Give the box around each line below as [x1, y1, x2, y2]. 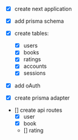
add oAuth [14, 82, 41, 89]
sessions [23, 70, 46, 77]
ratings [23, 56, 41, 63]
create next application [14, 6, 72, 12]
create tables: [14, 30, 49, 37]
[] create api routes [14, 106, 63, 114]
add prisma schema [14, 18, 64, 25]
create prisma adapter [14, 94, 70, 101]
